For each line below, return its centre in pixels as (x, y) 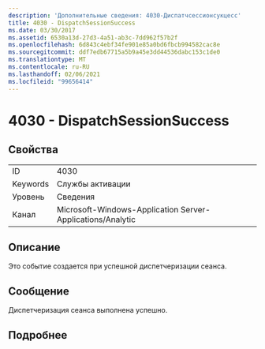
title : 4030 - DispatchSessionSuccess (72, 23)
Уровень (28, 197)
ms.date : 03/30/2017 (42, 30)
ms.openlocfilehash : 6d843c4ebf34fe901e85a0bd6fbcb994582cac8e (114, 45)
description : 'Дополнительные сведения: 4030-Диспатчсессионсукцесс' (125, 15)
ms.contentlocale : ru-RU (49, 67)
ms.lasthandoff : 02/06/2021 (54, 74)
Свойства (34, 150)
